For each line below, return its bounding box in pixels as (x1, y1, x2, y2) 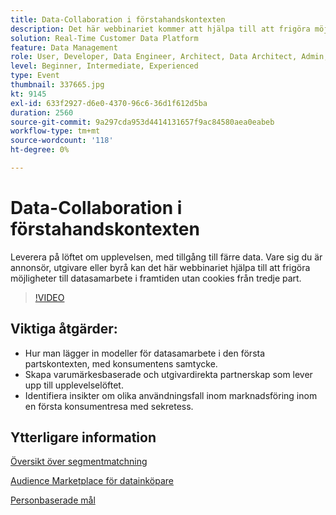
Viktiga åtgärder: (10, 321, 118, 338)
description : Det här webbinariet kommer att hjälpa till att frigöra (10, 24, 311, 34)
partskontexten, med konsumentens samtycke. (24, 357, 218, 370)
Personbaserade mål (10, 494, 96, 506)
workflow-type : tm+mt (10, 126, 101, 136)
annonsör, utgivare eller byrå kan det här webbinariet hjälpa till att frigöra (10, 261, 311, 273)
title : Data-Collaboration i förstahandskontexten (10, 14, 226, 25)
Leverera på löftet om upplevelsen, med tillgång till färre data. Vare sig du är (10, 251, 323, 263)
